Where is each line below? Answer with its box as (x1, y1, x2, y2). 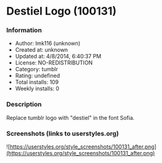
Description (6, 100, 42, 109)
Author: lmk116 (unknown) (15, 40, 81, 47)
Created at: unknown (15, 46, 68, 54)
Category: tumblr (15, 66, 58, 73)
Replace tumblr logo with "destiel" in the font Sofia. (6, 114, 135, 121)
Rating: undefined (15, 72, 60, 80)
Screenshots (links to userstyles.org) (6, 129, 119, 137)
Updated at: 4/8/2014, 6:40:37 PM (15, 53, 102, 60)
